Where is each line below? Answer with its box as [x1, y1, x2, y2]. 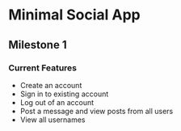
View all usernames [19, 115, 86, 125]
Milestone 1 [8, 38, 67, 52]
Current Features [8, 62, 78, 74]
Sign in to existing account [19, 89, 109, 99]
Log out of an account [19, 97, 95, 107]
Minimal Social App [8, 6, 141, 24]
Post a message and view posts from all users [19, 106, 174, 116]
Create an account [19, 80, 82, 90]
